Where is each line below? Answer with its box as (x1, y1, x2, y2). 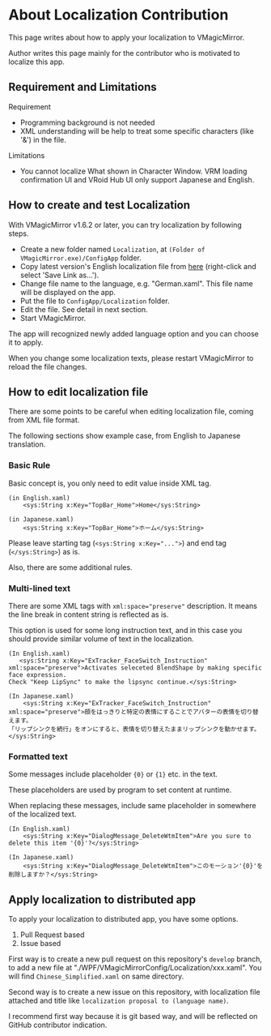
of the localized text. (8, 809, 77, 820)
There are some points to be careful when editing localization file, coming (8, 407, 254, 417)
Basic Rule (8, 460, 51, 471)
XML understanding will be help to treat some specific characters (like (19, 126, 255, 135)
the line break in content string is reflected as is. (8, 610, 169, 619)
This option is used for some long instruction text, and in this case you (8, 625, 243, 635)
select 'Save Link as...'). (19, 270, 100, 280)
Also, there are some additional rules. (8, 562, 133, 572)
